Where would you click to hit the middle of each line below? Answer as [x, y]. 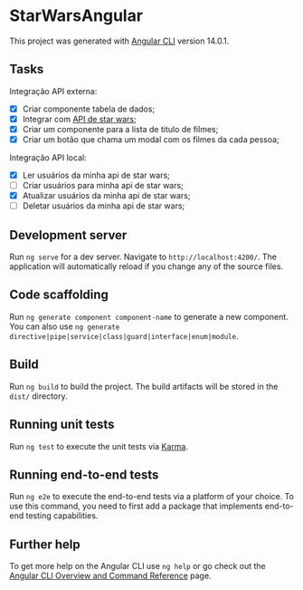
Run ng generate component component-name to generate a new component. [149, 316]
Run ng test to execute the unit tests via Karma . [99, 446]
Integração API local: [48, 158]
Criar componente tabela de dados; [89, 109]
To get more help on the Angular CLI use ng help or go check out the [137, 566]
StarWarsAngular [76, 16]
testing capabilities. [62, 516]
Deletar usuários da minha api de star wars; [104, 206]
